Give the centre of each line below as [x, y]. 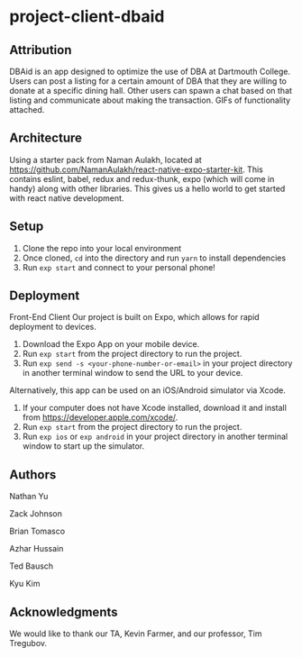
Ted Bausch [32, 566]
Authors [33, 474]
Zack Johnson [36, 514]
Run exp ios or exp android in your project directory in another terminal [155, 437]
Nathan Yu [29, 497]
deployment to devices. [53, 327]
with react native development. [67, 198]
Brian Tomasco [37, 531]
